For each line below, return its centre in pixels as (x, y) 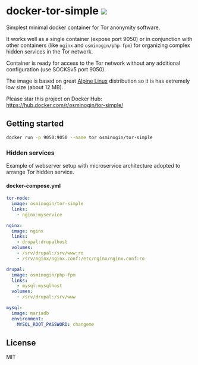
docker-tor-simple (53, 11)
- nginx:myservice (40, 215)
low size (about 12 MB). (35, 87)
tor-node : (18, 198)
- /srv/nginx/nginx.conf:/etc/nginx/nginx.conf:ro (81, 259)
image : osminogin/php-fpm (44, 275)
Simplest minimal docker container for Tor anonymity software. (83, 27)
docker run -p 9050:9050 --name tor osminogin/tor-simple (79, 137)
